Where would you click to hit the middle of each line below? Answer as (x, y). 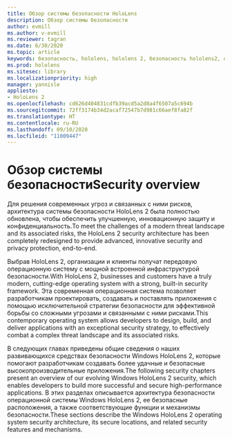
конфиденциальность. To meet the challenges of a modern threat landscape (116, 226)
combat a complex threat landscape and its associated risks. (93, 335)
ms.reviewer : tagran (37, 39)
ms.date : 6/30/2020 (35, 46)
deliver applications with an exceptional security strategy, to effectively (108, 328)
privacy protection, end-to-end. (52, 248)
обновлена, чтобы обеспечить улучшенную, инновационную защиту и (111, 219)
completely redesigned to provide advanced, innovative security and (105, 241)
